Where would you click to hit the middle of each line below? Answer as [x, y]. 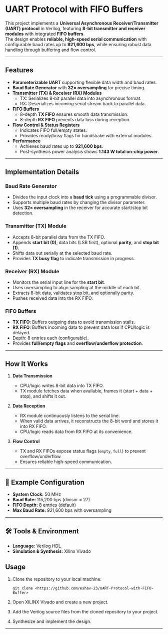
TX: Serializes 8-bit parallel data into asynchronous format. [80, 98]
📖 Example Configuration [45, 482]
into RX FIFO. [33, 427]
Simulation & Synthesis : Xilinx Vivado [51, 551]
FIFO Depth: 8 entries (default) [44, 505]
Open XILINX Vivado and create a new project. [60, 602]
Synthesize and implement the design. [52, 621]
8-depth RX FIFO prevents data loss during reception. [75, 119]
